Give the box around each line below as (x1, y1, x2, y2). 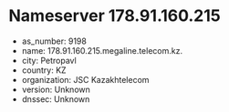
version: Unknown (21, 84, 90, 95)
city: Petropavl (21, 55, 77, 66)
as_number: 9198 (21, 36, 88, 46)
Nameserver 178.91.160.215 (8, 5, 221, 26)
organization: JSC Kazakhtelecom (21, 74, 150, 85)
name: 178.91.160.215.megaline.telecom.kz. (21, 45, 183, 56)
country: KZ (21, 65, 67, 76)
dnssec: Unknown (21, 93, 90, 105)
